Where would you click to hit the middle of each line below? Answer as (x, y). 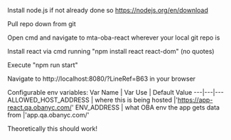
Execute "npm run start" (43, 65)
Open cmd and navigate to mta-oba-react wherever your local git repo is (114, 37)
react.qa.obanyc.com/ (40, 107)
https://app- (195, 100)
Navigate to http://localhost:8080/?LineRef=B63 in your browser (102, 78)
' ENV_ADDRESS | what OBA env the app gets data (146, 107)
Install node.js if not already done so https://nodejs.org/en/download (108, 10)
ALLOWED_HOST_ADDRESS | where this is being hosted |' (93, 100)
